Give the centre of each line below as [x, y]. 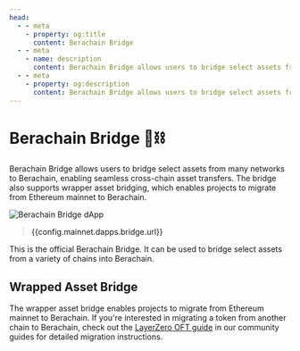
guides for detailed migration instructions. [86, 337]
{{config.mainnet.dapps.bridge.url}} [97, 232]
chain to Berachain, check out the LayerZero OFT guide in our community [144, 328]
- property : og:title [65, 34]
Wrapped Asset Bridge [74, 287]
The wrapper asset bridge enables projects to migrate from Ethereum [137, 308]
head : [19, 17]
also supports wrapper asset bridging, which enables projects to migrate [143, 188]
